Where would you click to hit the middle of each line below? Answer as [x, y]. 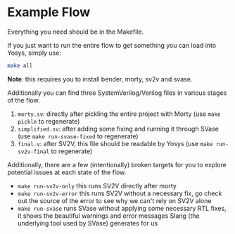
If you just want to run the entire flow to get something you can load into [112, 45]
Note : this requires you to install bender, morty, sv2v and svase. [100, 79]
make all [20, 65]
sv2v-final [33, 152]
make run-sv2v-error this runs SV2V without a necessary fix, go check [120, 193]
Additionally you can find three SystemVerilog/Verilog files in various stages [117, 93]
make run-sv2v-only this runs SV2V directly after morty [97, 186]
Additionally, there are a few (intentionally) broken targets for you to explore [117, 164]
